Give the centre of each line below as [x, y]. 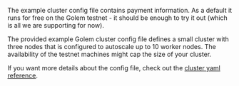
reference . [22, 75]
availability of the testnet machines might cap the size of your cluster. [110, 54]
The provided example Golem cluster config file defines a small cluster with [118, 39]
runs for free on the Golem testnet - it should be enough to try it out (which [118, 18]
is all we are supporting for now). [56, 25]
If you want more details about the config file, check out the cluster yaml [114, 68]
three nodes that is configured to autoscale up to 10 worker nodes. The [112, 47]
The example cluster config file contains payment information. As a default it [120, 10]
